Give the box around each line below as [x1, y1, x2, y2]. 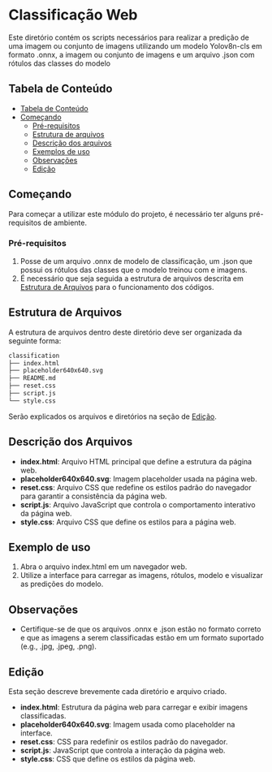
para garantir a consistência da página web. [19, 491, 168, 501]
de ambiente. [43, 218, 88, 227]
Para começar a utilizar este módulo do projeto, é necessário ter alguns [8, 209, 248, 218]
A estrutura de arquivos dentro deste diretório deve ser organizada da [8, 327, 242, 337]
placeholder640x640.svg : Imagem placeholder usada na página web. [19, 473, 257, 484]
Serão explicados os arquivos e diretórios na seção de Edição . [8, 412, 217, 421]
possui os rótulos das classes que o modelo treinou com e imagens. [19, 265, 248, 274]
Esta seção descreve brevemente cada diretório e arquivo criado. [8, 687, 227, 697]
